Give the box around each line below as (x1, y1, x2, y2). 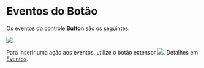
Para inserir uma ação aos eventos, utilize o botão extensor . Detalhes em (6, 48, 198, 56)
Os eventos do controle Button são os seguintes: (6, 25, 130, 32)
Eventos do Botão (6, 4, 98, 18)
